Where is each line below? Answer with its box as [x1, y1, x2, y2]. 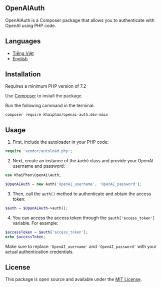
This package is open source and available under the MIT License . [5, 277, 142, 283]
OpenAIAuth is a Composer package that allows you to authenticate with [5, 17, 155, 23]
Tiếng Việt [12, 50, 34, 56]
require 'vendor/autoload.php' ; [5, 149, 72, 154]
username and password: [12, 163, 65, 169]
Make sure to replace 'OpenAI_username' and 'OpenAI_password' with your [5, 243, 156, 249]
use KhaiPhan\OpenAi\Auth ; [5, 173, 61, 178]
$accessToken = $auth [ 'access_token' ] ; [5, 230, 88, 235]
